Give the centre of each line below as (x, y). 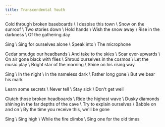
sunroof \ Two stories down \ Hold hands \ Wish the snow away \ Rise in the (82, 29)
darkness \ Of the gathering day (38, 34)
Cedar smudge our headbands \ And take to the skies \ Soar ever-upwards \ (83, 54)
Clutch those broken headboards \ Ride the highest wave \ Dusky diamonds (82, 99)
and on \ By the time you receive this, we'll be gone (57, 109)
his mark (14, 79)
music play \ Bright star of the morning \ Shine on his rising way (70, 64)
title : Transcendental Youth (35, 10)
